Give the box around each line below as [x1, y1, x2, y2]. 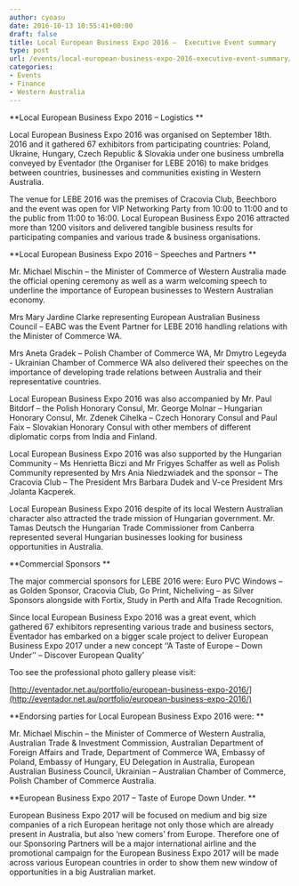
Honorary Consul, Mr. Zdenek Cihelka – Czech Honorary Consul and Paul [9, 412, 278, 423]
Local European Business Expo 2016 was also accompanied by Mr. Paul [9, 393, 272, 404]
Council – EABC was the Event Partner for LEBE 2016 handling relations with [9, 321, 287, 332]
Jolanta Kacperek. [9, 486, 77, 496]
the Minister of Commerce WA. [9, 330, 123, 341]
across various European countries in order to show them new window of [9, 857, 278, 867]
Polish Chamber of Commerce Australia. [9, 775, 157, 785]
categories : [9, 63, 53, 72]
